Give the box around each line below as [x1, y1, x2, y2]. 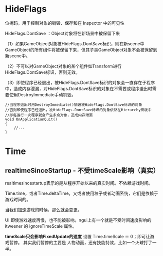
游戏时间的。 [5, 196, 31, 202]
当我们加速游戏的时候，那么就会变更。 [5, 206, 82, 212]
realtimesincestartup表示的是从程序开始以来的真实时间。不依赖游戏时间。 [5, 180, 153, 186]
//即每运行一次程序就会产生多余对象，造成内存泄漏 [5, 113, 93, 118]
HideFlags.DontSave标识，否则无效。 [5, 69, 80, 75]
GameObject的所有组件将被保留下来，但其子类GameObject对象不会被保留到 [5, 47, 158, 52]
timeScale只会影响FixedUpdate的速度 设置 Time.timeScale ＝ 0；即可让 [5, 233, 150, 239]
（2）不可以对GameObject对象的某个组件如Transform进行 [5, 63, 122, 69]
